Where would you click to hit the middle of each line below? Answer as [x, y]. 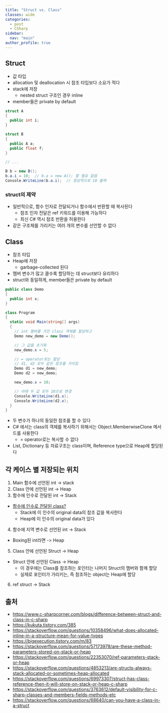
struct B [14, 135]
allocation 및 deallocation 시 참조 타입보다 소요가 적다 [66, 82]
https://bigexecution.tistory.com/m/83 [52, 641]
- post [17, 24]
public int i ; [24, 120]
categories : [18, 19]
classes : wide [20, 15]
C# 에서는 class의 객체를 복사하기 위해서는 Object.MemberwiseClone [82, 427]
